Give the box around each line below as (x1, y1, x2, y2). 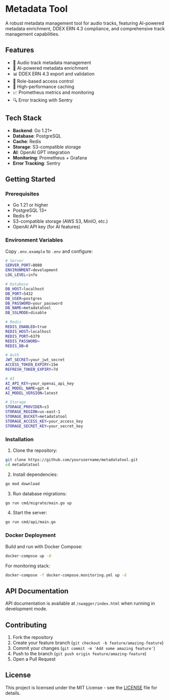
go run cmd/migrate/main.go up (5, 501, 72, 506)
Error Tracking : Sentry (12, 160, 61, 166)
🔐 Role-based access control (12, 78, 74, 84)
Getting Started (5, 175, 56, 184)
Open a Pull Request (12, 656, 56, 662)
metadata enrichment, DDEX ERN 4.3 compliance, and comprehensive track (5, 25, 165, 31)
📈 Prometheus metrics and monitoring (12, 89, 94, 95)
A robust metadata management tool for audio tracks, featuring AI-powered (5, 20, 164, 26)
